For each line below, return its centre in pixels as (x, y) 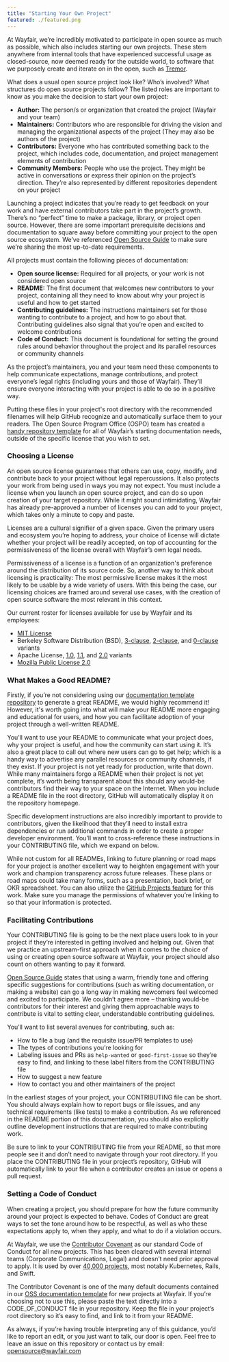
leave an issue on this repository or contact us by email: (86, 1343)
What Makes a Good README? (59, 680)
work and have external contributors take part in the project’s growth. (105, 210)
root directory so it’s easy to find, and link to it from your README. (100, 1315)
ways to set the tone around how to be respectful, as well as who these (107, 1224)
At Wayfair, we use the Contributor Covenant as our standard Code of (105, 1244)
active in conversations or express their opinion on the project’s (106, 175)
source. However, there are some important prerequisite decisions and (106, 225)
